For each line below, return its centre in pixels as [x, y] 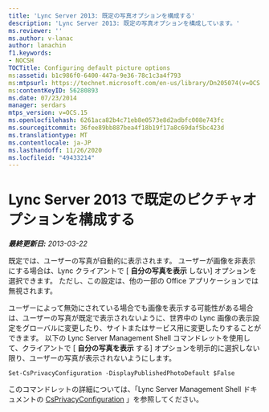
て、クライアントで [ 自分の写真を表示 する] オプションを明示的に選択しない [134, 348]
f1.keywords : [30, 53]
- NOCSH [21, 61]
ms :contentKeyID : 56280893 [53, 90]
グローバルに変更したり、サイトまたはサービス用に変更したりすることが [142, 328]
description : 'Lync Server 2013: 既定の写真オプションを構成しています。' [124, 23]
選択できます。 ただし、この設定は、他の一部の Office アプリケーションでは [134, 281]
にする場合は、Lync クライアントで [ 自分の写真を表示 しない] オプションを [132, 271]
